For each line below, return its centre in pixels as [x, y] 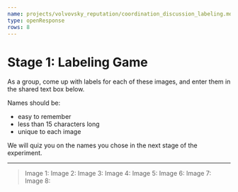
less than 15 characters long [59, 124]
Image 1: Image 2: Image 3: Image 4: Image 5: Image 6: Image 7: [118, 174]
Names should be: [34, 103]
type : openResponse [36, 21]
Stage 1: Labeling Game [78, 62]
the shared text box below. [46, 89]
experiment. [25, 153]
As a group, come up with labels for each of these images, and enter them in [119, 81]
